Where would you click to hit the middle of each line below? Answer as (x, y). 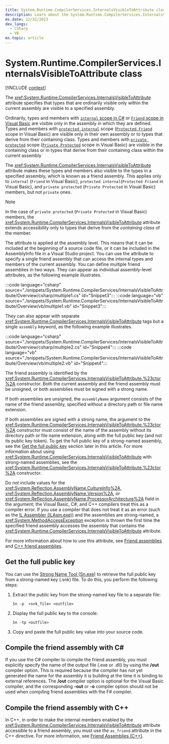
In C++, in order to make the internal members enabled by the (69, 720)
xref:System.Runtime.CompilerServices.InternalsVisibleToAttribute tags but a (84, 321)
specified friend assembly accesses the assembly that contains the (75, 526)
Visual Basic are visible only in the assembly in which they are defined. (78, 123)
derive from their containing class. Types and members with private (76, 139)
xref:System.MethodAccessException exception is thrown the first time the (83, 520)
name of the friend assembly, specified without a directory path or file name (84, 404)
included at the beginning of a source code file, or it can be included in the (82, 248)
